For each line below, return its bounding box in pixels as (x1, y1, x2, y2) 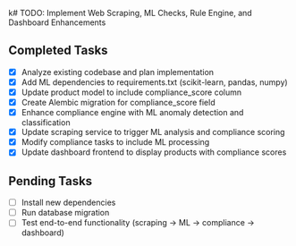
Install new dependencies (21, 197, 116, 208)
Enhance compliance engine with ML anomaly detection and (21, 107, 244, 118)
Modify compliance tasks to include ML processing (21, 137, 210, 148)
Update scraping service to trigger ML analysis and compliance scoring (21, 127, 285, 138)
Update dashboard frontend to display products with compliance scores (21, 147, 287, 157)
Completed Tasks (8, 43, 108, 58)
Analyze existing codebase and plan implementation (21, 66, 215, 77)
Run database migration (21, 208, 110, 218)
